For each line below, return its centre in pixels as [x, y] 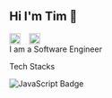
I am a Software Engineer [56, 49]
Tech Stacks [32, 66]
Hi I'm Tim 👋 [43, 16]
